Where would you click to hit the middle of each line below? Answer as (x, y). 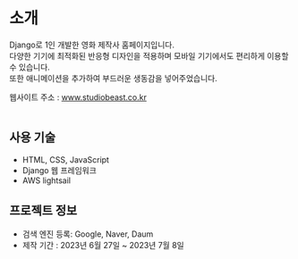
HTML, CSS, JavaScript (66, 159)
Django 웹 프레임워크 (59, 170)
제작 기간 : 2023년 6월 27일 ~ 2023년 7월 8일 (103, 245)
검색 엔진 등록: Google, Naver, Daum (88, 234)
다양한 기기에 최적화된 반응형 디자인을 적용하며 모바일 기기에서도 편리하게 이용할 (149, 55)
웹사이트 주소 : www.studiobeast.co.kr (78, 97)
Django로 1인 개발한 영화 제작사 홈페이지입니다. (92, 45)
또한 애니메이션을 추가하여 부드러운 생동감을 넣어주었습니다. (113, 78)
